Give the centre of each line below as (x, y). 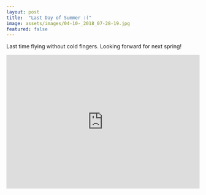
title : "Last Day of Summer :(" (49, 18)
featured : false (27, 29)
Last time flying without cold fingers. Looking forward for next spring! (94, 46)
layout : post (23, 12)
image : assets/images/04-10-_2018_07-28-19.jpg (68, 23)
